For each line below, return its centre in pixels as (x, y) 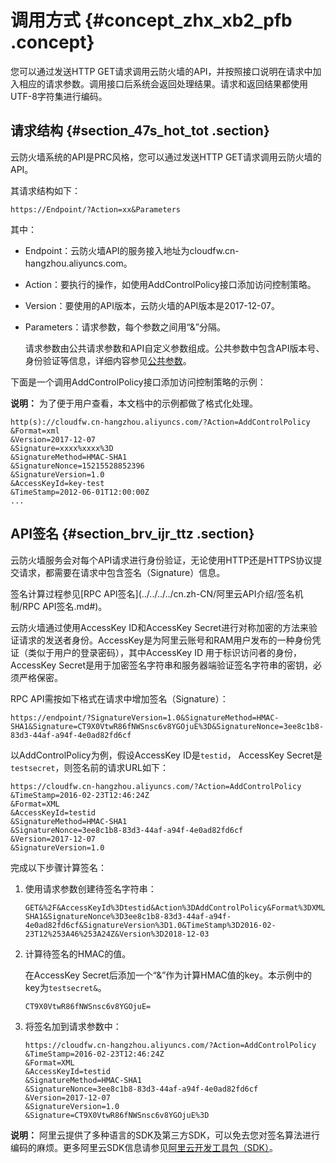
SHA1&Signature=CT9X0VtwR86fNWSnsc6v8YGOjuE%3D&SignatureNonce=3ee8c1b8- (167, 726)
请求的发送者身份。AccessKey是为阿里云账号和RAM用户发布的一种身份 (165, 640)
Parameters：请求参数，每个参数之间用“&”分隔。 (125, 327)
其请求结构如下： (45, 190)
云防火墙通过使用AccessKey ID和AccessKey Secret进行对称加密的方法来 (160, 627)
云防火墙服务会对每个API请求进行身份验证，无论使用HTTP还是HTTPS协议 (162, 560)
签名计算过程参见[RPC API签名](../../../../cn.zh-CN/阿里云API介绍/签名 (152, 593)
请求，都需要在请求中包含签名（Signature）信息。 (122, 572)
